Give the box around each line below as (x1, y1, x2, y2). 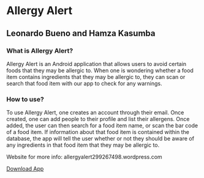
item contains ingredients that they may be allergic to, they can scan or (6, 73, 186, 80)
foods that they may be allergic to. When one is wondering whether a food (6, 67, 194, 74)
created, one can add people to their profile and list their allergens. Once (6, 116, 190, 123)
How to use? (6, 95, 44, 103)
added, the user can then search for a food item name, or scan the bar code (6, 122, 198, 129)
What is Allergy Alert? (6, 46, 74, 55)
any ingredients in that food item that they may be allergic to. (6, 141, 160, 149)
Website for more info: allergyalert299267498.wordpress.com (6, 154, 162, 161)
